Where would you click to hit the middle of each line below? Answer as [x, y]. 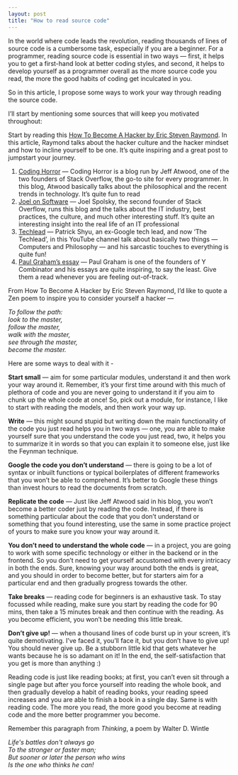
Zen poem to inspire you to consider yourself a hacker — [91, 298]
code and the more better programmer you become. [84, 715]
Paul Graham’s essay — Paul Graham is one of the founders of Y [112, 262]
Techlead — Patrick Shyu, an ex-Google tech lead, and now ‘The [113, 231]
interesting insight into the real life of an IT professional [99, 224]
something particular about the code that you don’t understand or [104, 516]
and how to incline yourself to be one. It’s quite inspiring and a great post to [118, 150]
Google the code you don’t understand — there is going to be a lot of [110, 465]
